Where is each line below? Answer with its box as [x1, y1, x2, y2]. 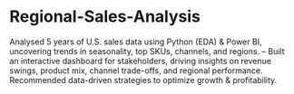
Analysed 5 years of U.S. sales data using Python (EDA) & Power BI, [9, 36, 262, 47]
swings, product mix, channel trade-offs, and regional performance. [9, 65, 263, 76]
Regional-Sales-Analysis [9, 6, 201, 27]
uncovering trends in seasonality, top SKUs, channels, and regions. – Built [9, 45, 285, 56]
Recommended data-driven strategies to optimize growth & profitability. [9, 74, 278, 85]
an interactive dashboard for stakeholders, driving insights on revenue [9, 55, 272, 66]
